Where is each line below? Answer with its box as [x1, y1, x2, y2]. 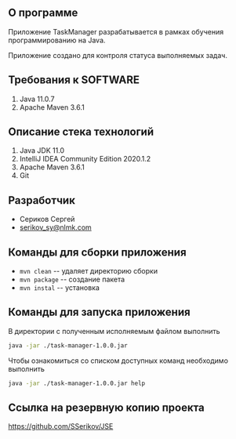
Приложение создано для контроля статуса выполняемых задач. [8, 50, 227, 60]
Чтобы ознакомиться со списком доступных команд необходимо [8, 356, 229, 365]
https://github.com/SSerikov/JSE [8, 422, 114, 431]
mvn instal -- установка [19, 283, 100, 292]
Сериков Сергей [19, 215, 75, 224]
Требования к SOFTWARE [8, 74, 140, 87]
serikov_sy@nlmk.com [19, 223, 92, 232]
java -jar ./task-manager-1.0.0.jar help [8, 379, 146, 387]
